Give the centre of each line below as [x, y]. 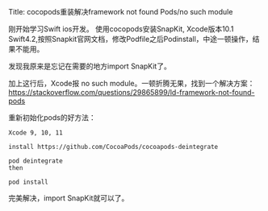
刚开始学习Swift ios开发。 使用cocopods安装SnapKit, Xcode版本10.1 [121, 29]
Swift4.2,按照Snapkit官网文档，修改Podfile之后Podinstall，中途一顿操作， [130, 39]
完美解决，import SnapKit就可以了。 [69, 198]
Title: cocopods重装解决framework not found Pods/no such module [121, 12]
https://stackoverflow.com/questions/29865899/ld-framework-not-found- [132, 92]
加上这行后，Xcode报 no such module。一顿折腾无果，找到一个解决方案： [132, 83]
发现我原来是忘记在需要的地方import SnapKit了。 [90, 66]
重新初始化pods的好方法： [52, 118]
